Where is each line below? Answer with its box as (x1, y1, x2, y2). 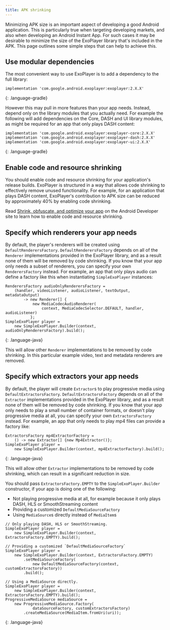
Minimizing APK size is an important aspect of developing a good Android (5, 21, 159, 27)
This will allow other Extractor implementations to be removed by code (5, 465, 154, 471)
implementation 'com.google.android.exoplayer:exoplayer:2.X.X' (5, 86, 144, 91)
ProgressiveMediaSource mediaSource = (5, 597, 87, 602)
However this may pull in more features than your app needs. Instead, (5, 105, 151, 111)
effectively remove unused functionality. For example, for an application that (5, 188, 165, 194)
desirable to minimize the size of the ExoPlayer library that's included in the (5, 38, 162, 44)
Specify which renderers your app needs (5, 228, 137, 237)
